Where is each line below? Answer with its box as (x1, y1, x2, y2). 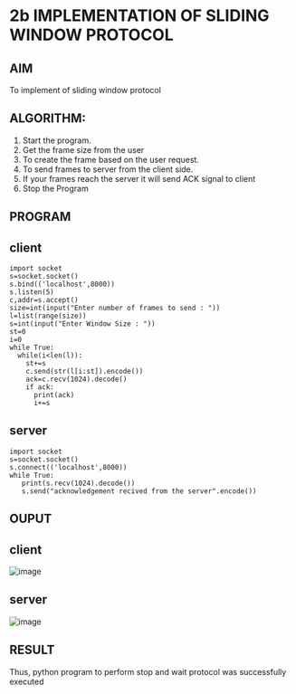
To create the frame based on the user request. (22, 154, 199, 165)
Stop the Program (22, 183, 89, 194)
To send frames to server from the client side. (22, 164, 194, 175)
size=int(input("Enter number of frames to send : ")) (9, 304, 221, 313)
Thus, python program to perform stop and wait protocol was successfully (9, 666, 287, 677)
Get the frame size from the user (22, 144, 145, 155)
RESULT (9, 642, 55, 658)
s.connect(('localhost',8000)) (9, 462, 128, 471)
